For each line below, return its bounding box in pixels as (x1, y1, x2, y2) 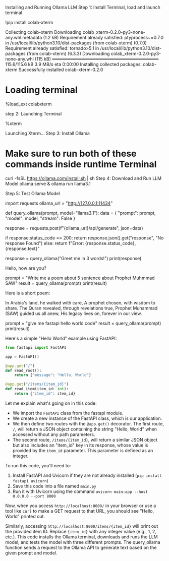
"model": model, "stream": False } (5, 215, 76, 221)
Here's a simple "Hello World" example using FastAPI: (5, 335, 117, 341)
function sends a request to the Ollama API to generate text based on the (5, 544, 157, 550)
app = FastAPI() (5, 354, 39, 359)
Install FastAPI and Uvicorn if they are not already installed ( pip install (12, 472, 162, 478)
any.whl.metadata (5, 35, 42, 40)
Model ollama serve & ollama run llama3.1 (5, 180, 91, 186)
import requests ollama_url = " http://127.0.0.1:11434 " (5, 200, 113, 206)
